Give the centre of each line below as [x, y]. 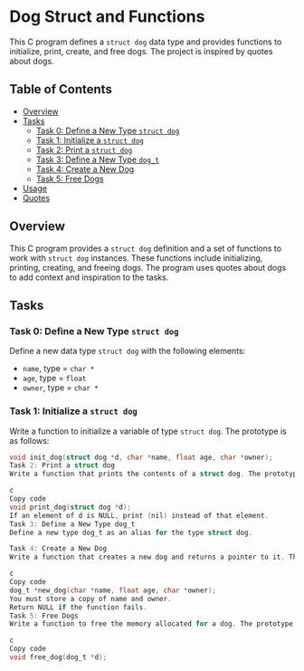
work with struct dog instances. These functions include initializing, [136, 258]
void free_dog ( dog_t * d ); [58, 657]
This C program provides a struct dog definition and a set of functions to [146, 248]
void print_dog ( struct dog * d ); [70, 507]
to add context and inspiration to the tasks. [89, 277]
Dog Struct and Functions [107, 17]
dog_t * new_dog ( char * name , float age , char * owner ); [113, 590]
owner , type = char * [61, 388]
